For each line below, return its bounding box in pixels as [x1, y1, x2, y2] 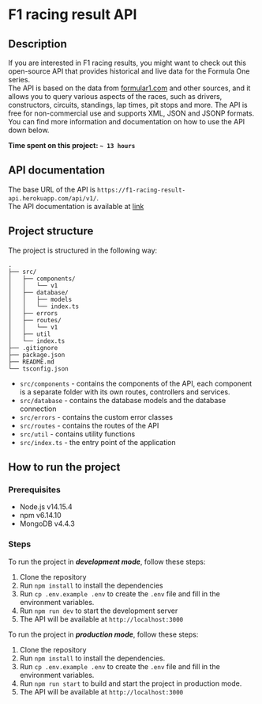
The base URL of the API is [8, 185, 96, 194]
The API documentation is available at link [8, 201, 144, 211]
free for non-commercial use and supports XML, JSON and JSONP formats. [8, 108, 255, 118]
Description [8, 37, 67, 51]
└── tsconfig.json [8, 364, 69, 373]
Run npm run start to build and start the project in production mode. [19, 679, 242, 688]
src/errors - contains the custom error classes [19, 412, 174, 421]
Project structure [8, 224, 94, 238]
